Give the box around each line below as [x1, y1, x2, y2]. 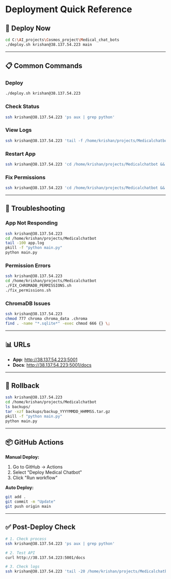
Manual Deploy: [5, 454, 40, 460]
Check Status [5, 103, 40, 110]
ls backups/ [5, 404, 31, 409]
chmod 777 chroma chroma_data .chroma [5, 316, 88, 321]
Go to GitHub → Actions [12, 464, 63, 470]
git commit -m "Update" [5, 499, 56, 505]
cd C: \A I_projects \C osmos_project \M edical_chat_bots [5, 37, 120, 42]
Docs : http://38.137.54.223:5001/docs [12, 362, 92, 368]
